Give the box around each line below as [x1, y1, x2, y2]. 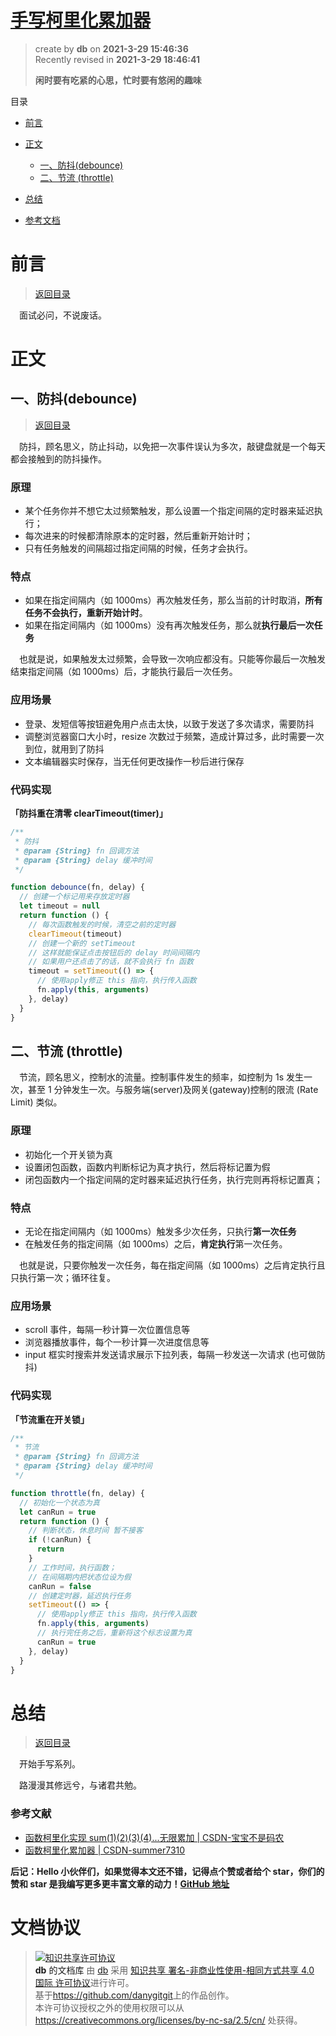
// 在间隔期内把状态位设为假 [28, 1572, 132, 1582]
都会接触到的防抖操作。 [10, 452, 107, 465]
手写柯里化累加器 [10, 9, 152, 32]
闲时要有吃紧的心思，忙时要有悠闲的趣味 [34, 74, 202, 86]
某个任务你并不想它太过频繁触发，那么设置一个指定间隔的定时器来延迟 [24, 505, 315, 517]
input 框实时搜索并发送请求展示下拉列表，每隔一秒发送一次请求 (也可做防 [24, 1349, 326, 1361]
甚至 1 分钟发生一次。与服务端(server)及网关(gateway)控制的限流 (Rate [27, 1084, 319, 1096]
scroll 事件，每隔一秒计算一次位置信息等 [24, 1324, 191, 1336]
